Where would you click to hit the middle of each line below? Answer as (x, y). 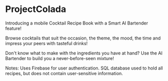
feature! (13, 28)
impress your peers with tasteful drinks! (46, 43)
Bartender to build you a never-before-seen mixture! (60, 58)
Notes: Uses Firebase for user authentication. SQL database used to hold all (84, 68)
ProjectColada (36, 9)
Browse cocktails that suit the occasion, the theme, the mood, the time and (83, 38)
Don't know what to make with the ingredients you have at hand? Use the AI (84, 53)
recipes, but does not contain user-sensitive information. (64, 73)
